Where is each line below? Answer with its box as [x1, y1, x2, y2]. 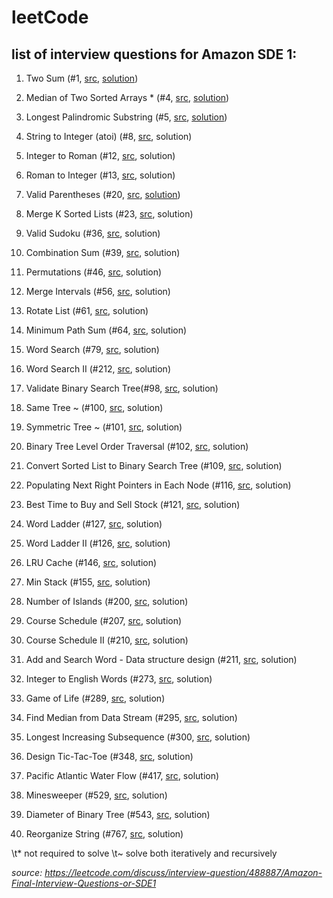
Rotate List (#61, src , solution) [25, 305, 149, 316]
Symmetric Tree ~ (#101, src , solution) [25, 421, 183, 433]
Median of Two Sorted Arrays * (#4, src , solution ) [25, 92, 230, 103]
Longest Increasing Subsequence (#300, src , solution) [25, 731, 251, 743]
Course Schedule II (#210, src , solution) [25, 634, 189, 646]
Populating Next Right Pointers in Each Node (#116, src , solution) [25, 479, 292, 491]
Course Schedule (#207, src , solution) [25, 615, 183, 626]
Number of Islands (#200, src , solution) [25, 596, 189, 607]
